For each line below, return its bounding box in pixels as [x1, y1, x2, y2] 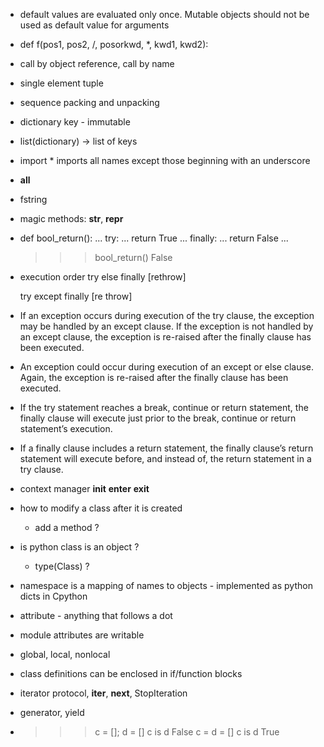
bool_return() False [94, 252, 173, 263]
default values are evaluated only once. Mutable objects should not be [19, 9, 310, 20]
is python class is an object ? [19, 541, 140, 553]
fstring [19, 194, 48, 205]
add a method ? [34, 522, 100, 533]
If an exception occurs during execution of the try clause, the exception [19, 310, 315, 321]
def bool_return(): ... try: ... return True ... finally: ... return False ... [19, 232, 289, 244]
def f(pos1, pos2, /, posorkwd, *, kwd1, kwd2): [19, 39, 209, 50]
